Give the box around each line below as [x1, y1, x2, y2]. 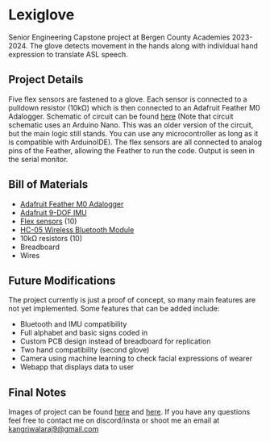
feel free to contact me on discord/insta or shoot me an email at [8, 415, 220, 425]
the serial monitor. [8, 154, 69, 164]
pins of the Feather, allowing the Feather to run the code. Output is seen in [8, 145, 255, 155]
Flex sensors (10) [19, 216, 77, 226]
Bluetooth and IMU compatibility [19, 319, 127, 329]
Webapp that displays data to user [19, 362, 135, 372]
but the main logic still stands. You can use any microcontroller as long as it [8, 128, 259, 138]
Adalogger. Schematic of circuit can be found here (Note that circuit [8, 111, 234, 121]
